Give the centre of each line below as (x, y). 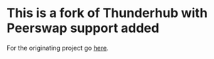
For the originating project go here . (58, 48)
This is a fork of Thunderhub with (107, 13)
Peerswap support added (83, 28)
